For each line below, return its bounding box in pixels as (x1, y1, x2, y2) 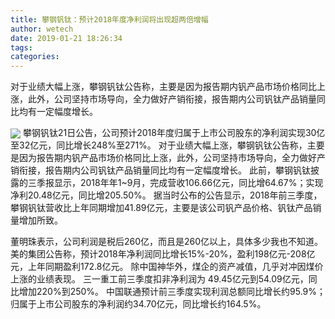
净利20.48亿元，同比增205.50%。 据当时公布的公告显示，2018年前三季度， (10, 189, 323, 201)
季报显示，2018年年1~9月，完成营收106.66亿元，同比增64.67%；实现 (36, 177, 324, 189)
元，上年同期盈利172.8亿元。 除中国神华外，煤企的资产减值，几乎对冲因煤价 (10, 261, 324, 273)
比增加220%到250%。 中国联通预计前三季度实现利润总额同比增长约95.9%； (10, 286, 326, 298)
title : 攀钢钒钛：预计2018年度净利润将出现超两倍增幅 (10, 14, 209, 25)
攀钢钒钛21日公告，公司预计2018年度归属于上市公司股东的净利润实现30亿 (22, 127, 326, 139)
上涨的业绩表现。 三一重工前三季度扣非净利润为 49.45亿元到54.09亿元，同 (10, 273, 318, 285)
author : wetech (10, 24, 74, 34)
